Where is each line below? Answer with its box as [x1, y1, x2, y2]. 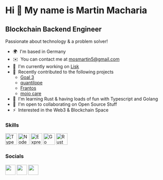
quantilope [20, 80, 43, 85]
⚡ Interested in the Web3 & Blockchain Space [12, 107, 109, 113]
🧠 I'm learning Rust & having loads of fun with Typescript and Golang [12, 96, 158, 102]
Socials [5, 153, 24, 160]
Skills [5, 122, 19, 129]
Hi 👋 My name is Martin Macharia [5, 5, 147, 16]
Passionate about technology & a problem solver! [5, 38, 108, 44]
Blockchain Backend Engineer [5, 25, 102, 34]
